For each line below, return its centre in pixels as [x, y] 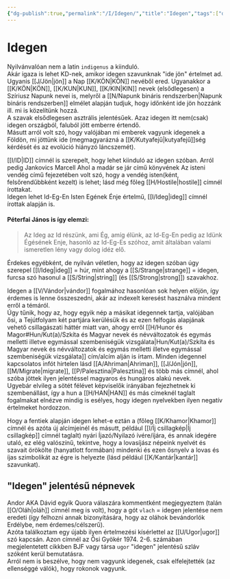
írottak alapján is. [31, 204]
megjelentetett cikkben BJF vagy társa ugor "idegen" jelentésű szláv [103, 546]
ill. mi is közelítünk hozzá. [43, 110]
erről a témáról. [28, 305]
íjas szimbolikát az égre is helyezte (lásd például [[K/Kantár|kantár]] [103, 457]
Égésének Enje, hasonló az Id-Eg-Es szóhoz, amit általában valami [117, 242]
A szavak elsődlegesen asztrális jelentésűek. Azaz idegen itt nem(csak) [108, 117]
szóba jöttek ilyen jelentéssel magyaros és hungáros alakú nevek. [99, 378]
